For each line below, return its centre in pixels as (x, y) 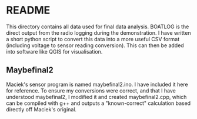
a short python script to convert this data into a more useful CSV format (93, 39)
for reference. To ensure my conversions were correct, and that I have (91, 90)
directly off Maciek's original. (41, 109)
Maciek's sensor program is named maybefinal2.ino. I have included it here (97, 84)
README (28, 10)
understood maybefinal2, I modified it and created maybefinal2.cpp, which (96, 97)
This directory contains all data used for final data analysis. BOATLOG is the (98, 27)
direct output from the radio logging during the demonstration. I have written (98, 32)
